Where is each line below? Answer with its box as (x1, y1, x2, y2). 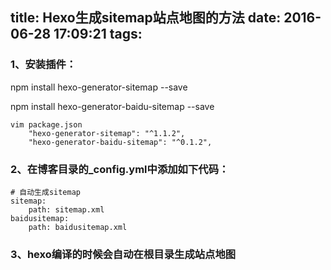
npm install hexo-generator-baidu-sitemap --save (10, 100, 215, 112)
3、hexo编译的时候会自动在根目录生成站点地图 (10, 247, 237, 261)
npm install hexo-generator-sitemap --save (10, 81, 188, 93)
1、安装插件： (10, 58, 77, 72)
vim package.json (10, 119, 83, 130)
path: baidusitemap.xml (28, 222, 128, 232)
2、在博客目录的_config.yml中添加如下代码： (10, 162, 230, 176)
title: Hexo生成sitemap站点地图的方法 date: (10, 9, 282, 27)
